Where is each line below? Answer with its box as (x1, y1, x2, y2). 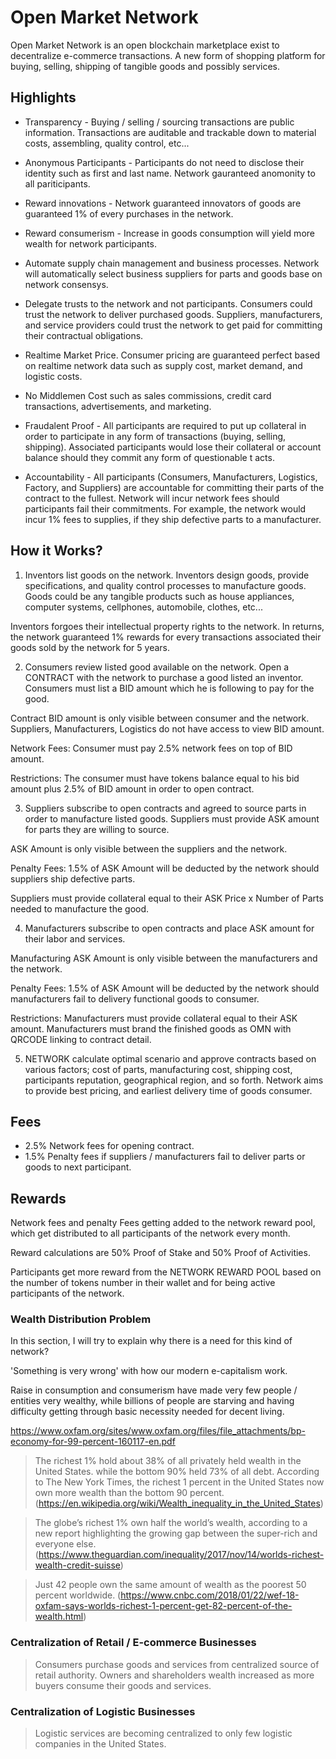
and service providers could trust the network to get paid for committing (24, 319, 323, 331)
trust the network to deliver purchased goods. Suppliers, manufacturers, (24, 308, 323, 320)
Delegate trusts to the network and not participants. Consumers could (24, 297, 313, 310)
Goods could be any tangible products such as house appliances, (24, 590, 295, 602)
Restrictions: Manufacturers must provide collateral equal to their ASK (10, 1012, 298, 1024)
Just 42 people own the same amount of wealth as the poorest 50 (34, 1579, 307, 1591)
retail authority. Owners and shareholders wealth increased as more (34, 1669, 315, 1681)
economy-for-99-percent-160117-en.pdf (10, 1436, 176, 1448)
